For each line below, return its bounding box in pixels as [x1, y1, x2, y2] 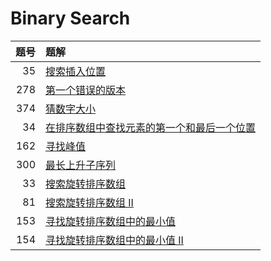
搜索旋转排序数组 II [45, 195, 134, 209]
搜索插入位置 [45, 64, 107, 78]
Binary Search [10, 7, 131, 30]
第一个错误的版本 [45, 83, 127, 97]
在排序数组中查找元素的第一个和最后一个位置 [45, 120, 257, 134]
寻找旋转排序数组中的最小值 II [45, 233, 184, 247]
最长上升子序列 [45, 158, 117, 172]
